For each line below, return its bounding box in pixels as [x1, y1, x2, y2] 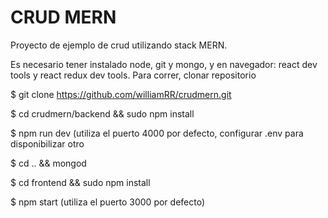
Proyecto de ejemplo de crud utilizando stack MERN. [10, 39, 228, 51]
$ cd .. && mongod [10, 157, 87, 169]
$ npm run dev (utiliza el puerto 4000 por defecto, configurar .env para [10, 127, 304, 139]
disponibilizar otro [10, 137, 85, 150]
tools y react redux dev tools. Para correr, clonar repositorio [10, 69, 257, 81]
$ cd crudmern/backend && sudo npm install [10, 107, 195, 120]
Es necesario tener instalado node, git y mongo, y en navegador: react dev [10, 58, 318, 70]
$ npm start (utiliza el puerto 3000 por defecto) [10, 196, 206, 208]
